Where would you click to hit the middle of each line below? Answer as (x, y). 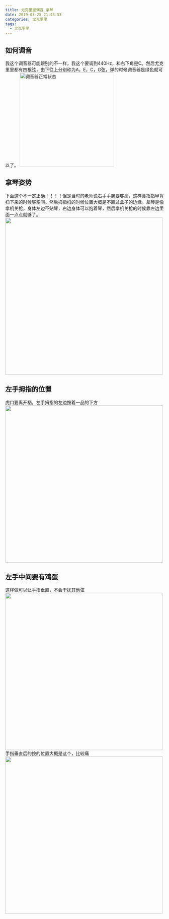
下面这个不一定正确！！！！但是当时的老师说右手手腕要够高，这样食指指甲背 (84, 196)
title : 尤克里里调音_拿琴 (29, 10)
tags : (11, 24)
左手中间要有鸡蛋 (32, 577)
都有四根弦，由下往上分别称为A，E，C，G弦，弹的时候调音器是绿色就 (86, 69)
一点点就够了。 (25, 214)
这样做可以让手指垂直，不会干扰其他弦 (45, 590)
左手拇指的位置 (28, 389)
